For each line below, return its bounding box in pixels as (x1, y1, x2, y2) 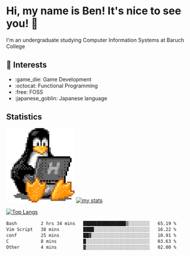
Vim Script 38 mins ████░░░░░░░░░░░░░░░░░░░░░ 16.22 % (6, 226, 177, 232)
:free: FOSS (14, 88, 43, 96)
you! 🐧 (6, 17, 39, 30)
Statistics (6, 112, 43, 122)
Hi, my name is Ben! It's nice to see (6, 4, 182, 18)
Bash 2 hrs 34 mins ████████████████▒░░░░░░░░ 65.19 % (6, 220, 177, 226)
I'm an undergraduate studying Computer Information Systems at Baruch (6, 36, 185, 43)
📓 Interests (6, 60, 47, 70)
